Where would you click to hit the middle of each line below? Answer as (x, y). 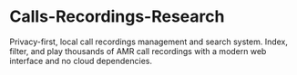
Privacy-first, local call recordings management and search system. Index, (149, 42)
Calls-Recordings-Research (117, 17)
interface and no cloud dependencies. (81, 61)
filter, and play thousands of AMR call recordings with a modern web (138, 51)
